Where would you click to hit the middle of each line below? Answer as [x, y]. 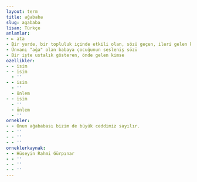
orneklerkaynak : [26, 148]
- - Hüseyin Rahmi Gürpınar [40, 153]
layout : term [22, 11]
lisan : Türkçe [23, 28]
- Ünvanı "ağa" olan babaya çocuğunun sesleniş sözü [72, 50]
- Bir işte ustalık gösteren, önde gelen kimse [65, 55]
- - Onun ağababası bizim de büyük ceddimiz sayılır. [73, 126]
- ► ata [16, 39]
